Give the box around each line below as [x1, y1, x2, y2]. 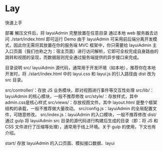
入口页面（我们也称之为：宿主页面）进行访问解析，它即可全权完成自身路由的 [5, 48, 159, 54]
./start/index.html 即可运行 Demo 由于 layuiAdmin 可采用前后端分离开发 [10, 36, 153, 42]
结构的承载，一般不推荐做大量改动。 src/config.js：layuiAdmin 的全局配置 [5, 105, 153, 111]
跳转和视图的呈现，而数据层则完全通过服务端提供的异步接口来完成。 [5, 54, 142, 60]
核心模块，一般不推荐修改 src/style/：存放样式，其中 [32, 93, 138, 99]
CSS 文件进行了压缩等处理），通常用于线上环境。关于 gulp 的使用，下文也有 [5, 124, 156, 130]
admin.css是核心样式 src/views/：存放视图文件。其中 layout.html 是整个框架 [5, 99, 157, 105]
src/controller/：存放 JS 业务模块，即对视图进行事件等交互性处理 [5, 87, 135, 93]
